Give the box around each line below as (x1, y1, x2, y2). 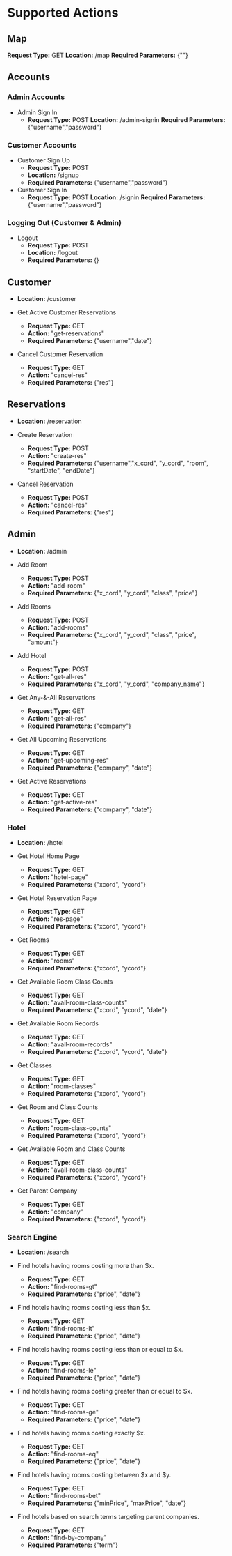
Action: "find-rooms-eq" (27, 1450, 99, 1458)
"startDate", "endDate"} (27, 466, 95, 475)
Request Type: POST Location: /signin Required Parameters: (27, 193, 206, 201)
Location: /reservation (17, 417, 82, 425)
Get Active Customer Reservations (17, 308, 117, 316)
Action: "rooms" (27, 956, 75, 965)
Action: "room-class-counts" (27, 1124, 112, 1132)
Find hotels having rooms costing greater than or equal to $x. (17, 1387, 192, 1396)
